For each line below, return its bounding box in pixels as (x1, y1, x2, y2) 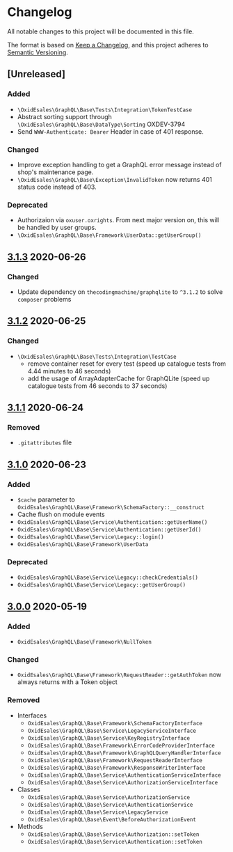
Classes (17, 785, 40, 793)
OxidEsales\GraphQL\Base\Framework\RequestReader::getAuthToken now (17, 670, 222, 679)
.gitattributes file (17, 438, 72, 447)
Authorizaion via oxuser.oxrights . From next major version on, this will (17, 216, 220, 224)
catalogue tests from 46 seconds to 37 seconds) (27, 381, 168, 390)
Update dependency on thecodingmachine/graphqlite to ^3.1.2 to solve (17, 287, 223, 296)
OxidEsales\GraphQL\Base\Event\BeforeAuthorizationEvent (27, 816, 197, 823)
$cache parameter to (17, 495, 75, 504)
